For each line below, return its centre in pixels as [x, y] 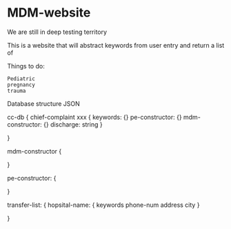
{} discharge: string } [73, 124]
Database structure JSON [44, 103]
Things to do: [26, 66]
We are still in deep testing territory [57, 32]
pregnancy [21, 84]
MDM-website [49, 13]
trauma [17, 91]
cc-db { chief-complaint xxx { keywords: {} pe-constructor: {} [94, 117]
